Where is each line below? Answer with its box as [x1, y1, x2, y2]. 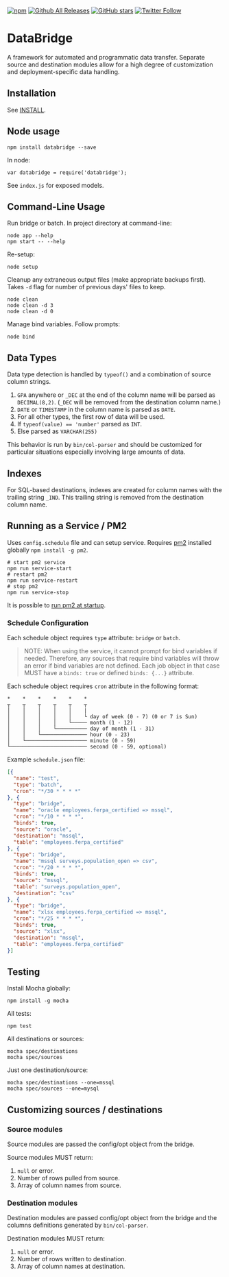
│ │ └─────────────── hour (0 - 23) [7, 731, 130, 738]
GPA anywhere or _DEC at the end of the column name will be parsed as [16, 391, 216, 399]
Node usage [7, 125, 60, 137]
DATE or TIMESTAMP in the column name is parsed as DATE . [16, 405, 176, 414]
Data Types [7, 352, 57, 363]
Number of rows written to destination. [16, 1255, 127, 1263]
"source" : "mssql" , [13, 877, 69, 884]
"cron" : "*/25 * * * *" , [13, 915, 84, 922]
